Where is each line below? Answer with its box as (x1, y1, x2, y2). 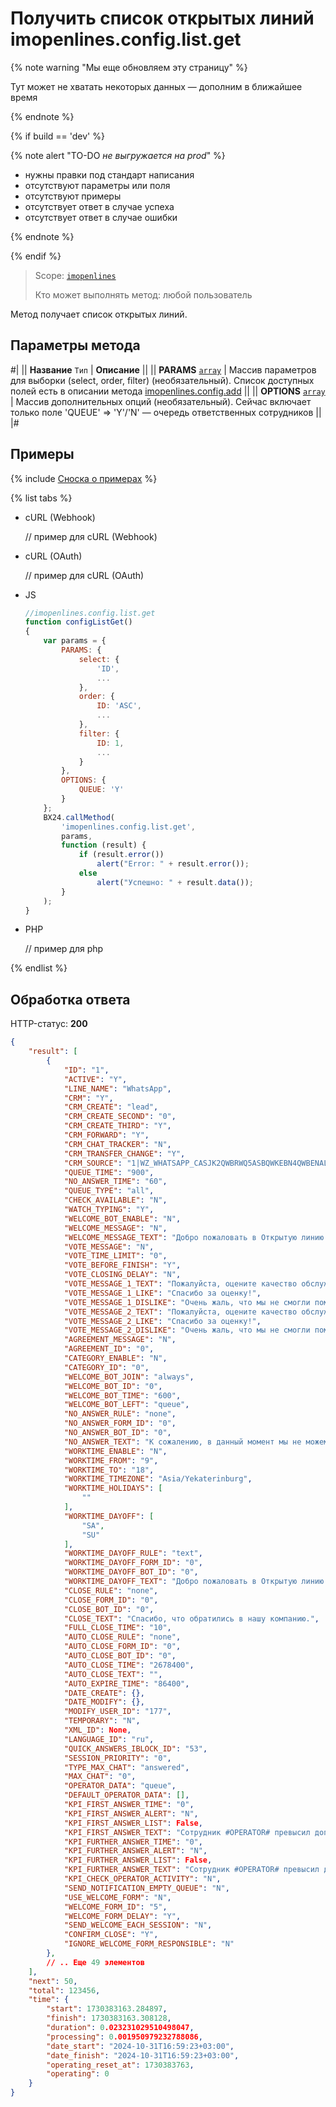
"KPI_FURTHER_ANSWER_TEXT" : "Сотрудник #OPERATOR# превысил (63, 1865, 320, 1875)
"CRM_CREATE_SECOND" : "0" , (63, 1112, 177, 1122)
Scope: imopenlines (34, 269, 117, 281)
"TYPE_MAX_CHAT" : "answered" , (63, 1762, 190, 1772)
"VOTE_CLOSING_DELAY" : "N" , (63, 1270, 182, 1280)
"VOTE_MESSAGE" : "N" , (63, 1242, 155, 1252)
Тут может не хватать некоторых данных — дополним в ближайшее (10, 80, 303, 92)
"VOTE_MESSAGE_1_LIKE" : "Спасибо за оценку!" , (63, 1288, 262, 1298)
